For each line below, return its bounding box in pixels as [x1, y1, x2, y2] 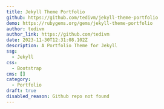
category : [6, 76, 31, 82]
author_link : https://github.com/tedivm [6, 31, 110, 38]
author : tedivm [6, 25, 45, 32]
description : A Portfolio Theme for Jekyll [6, 43, 118, 49]
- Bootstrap [11, 65, 42, 71]
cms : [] [6, 71, 26, 77]
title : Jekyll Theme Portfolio [6, 8, 85, 15]
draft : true [6, 88, 36, 94]
